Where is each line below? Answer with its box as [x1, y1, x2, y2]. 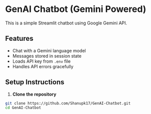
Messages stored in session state [12, 53, 81, 59]
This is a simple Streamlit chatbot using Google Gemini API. [5, 20, 127, 26]
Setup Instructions [5, 78, 64, 87]
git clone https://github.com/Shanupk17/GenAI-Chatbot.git [5, 101, 131, 106]
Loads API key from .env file [12, 58, 71, 64]
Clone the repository [12, 91, 56, 97]
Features [5, 34, 33, 43]
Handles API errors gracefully [12, 63, 73, 69]
